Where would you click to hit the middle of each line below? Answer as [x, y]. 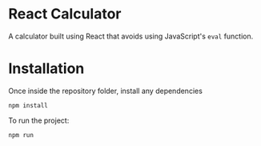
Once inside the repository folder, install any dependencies [105, 91]
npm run [21, 135]
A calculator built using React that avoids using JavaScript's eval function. [131, 36]
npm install [28, 105]
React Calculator [65, 14]
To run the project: [39, 120]
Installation [46, 69]
